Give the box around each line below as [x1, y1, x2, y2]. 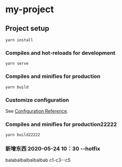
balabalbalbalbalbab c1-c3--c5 [5, 157, 71, 163]
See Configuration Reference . [5, 108, 68, 114]
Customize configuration [5, 96, 69, 103]
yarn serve [5, 61, 29, 66]
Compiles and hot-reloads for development [5, 49, 116, 56]
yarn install [5, 37, 33, 43]
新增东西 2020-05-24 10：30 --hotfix [5, 145, 100, 152]
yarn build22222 [5, 132, 40, 138]
